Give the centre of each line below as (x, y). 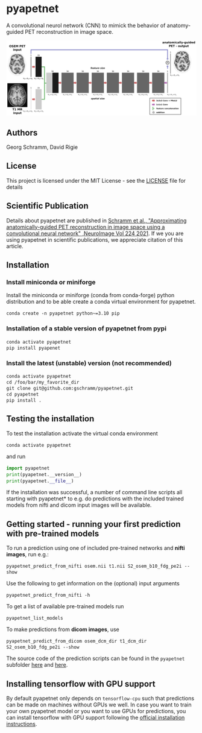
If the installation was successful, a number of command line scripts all (94, 492)
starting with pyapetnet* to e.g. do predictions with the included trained (95, 499)
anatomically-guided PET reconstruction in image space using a (86, 227)
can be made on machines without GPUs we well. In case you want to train (99, 705)
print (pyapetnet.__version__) (44, 474)
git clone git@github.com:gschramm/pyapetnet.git (70, 388)
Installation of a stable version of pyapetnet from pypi (87, 329)
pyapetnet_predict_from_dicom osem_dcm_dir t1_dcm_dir (77, 641)
